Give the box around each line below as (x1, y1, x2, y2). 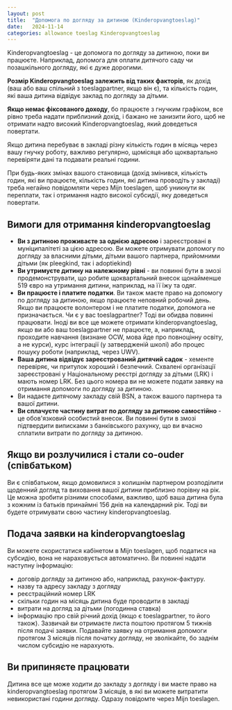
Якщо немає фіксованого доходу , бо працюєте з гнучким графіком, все (7, 105, 224, 113)
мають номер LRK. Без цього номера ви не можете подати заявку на (17, 377, 224, 386)
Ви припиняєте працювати (7, 661, 130, 673)
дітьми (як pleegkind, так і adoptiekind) (17, 259, 132, 267)
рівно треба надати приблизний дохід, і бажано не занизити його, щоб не (7, 113, 226, 121)
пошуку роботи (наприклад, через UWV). (17, 348, 140, 356)
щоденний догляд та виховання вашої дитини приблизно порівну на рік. (7, 486, 221, 494)
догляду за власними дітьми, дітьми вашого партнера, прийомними (17, 251, 220, 261)
